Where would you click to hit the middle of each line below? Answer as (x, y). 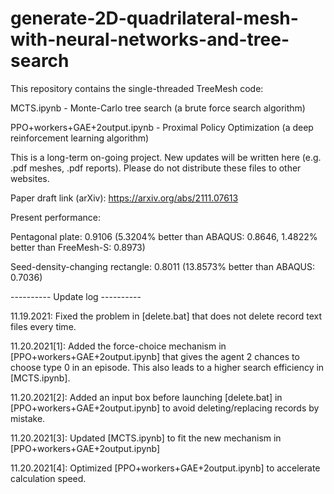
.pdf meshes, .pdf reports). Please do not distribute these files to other (156, 168)
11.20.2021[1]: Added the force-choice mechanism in (118, 346)
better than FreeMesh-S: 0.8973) (78, 247)
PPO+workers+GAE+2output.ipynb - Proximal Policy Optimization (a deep (162, 127)
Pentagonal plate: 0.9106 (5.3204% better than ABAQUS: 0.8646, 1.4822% (164, 236)
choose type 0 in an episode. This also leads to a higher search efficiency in (167, 367)
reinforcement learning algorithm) (80, 138)
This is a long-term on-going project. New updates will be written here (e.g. (166, 157)
